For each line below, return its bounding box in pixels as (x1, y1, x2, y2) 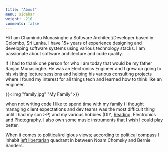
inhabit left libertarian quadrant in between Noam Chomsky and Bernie (5, 137, 151, 143)
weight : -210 (5, 16, 33, 21)
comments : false (5, 21, 39, 26)
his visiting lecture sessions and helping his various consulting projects (5, 71, 152, 77)
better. (5, 122, 19, 128)
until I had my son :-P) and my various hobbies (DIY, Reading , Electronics (5, 112, 156, 118)
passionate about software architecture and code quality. (5, 51, 123, 57)
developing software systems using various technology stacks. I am (5, 45, 145, 51)
